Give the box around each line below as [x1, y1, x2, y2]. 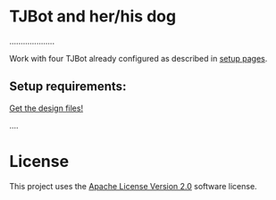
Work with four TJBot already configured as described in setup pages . [9, 53, 268, 63]
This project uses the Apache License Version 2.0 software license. [9, 180, 257, 191]
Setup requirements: [9, 79, 127, 95]
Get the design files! [9, 103, 83, 113]
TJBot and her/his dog [9, 6, 177, 27]
